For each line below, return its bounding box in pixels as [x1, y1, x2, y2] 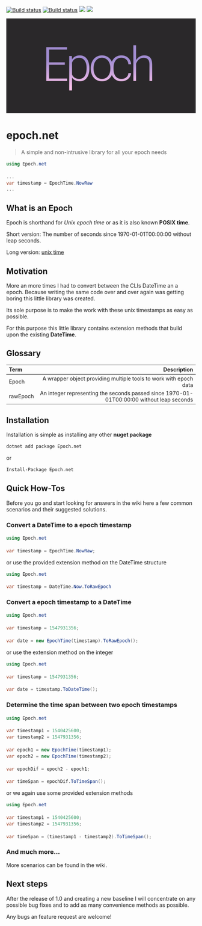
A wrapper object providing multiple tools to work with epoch [42, 375, 194, 382]
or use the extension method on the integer [6, 649, 114, 656]
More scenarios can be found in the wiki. [6, 861, 107, 869]
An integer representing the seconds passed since [40, 389, 165, 397]
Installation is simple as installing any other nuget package [6, 431, 152, 439]
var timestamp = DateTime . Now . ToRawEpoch [6, 584, 112, 590]
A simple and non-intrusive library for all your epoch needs [20, 148, 167, 156]
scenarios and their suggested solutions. [6, 505, 107, 513]
